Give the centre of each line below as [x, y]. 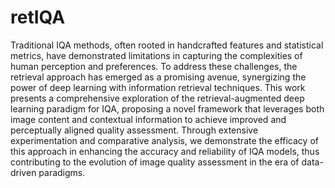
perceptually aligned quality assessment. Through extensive [134, 130]
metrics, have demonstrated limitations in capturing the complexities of [156, 55]
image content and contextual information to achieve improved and [148, 119]
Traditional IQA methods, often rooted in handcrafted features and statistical [167, 45]
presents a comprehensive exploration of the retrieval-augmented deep [157, 98]
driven [23, 172]
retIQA [38, 17]
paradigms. [62, 172]
